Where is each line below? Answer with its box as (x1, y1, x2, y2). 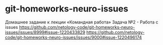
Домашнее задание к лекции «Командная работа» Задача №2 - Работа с (5, 19, 159, 25)
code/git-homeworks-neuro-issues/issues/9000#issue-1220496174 (5, 34, 142, 40)
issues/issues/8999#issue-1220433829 (5, 29, 85, 35)
